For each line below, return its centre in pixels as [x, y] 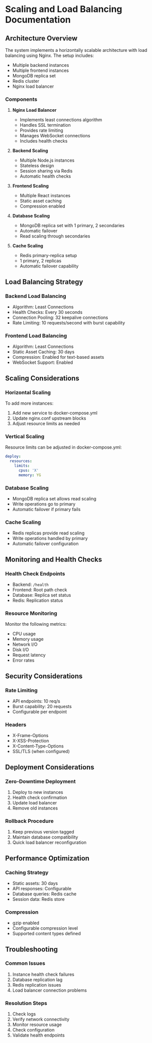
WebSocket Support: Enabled [43, 362]
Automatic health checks [45, 176]
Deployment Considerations [50, 767]
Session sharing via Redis [46, 171]
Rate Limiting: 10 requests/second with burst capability [69, 322]
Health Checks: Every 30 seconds [47, 312]
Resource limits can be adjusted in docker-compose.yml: [64, 447]
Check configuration [33, 1030]
